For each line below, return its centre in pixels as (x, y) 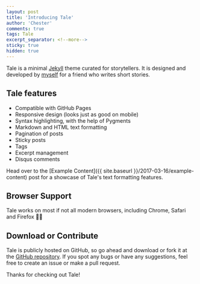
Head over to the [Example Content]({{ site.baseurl (69, 171)
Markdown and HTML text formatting (61, 127)
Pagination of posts (39, 134)
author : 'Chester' (29, 23)
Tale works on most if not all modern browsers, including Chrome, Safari (96, 211)
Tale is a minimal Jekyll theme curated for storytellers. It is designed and (96, 68)
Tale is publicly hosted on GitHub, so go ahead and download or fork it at (97, 250)
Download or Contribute (52, 236)
